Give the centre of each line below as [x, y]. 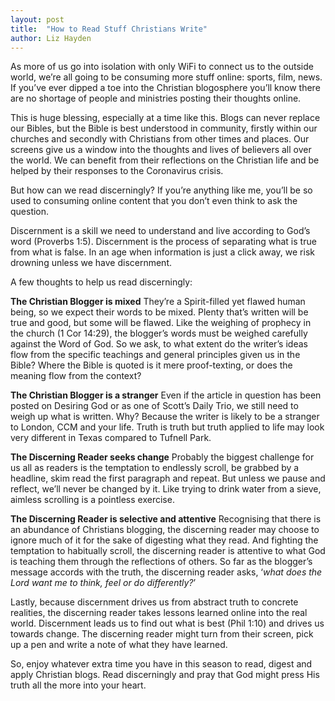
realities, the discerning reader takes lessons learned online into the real [159, 613]
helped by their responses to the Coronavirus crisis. [117, 171]
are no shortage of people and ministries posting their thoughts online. [156, 98]
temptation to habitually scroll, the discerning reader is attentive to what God [168, 551]
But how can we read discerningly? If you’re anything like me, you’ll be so [161, 190]
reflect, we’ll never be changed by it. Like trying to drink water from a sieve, [166, 489]
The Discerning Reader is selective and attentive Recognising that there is [166, 519]
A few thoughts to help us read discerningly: [101, 282]
